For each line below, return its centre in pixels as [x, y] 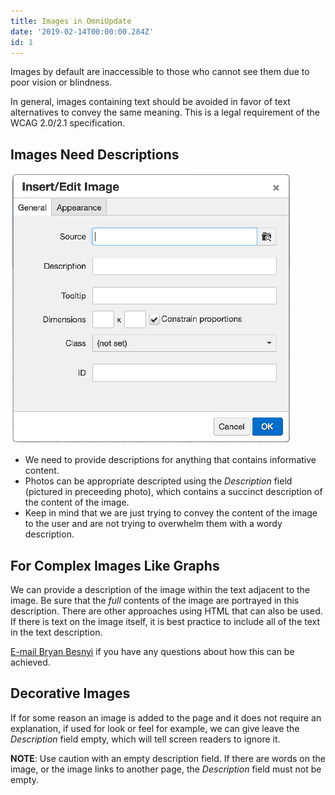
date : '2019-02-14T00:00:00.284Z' [82, 31]
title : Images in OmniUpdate [71, 21]
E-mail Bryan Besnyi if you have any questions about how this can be [152, 651]
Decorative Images [70, 693]
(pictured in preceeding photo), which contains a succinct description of [173, 492]
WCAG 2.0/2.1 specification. [68, 123]
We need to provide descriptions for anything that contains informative [170, 460]
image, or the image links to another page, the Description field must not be [166, 769]
